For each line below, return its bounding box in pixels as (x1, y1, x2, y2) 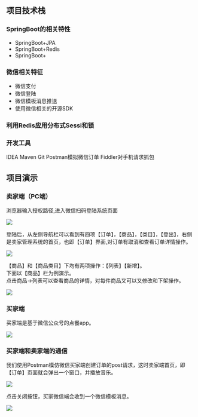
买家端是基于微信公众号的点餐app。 (6, 319, 95, 327)
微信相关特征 (6, 68, 44, 76)
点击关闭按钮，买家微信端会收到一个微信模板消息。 (6, 393, 132, 400)
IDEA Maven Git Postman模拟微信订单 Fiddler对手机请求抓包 (6, 154, 154, 161)
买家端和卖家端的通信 (6, 347, 68, 355)
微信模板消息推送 (14, 97, 57, 105)
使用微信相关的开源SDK (14, 105, 74, 112)
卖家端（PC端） (6, 192, 52, 200)
